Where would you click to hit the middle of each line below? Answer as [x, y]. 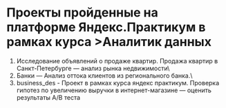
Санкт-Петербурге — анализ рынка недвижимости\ [93, 68]
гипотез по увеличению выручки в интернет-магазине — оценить [114, 90]
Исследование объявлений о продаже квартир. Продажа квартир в [117, 61]
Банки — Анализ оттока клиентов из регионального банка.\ [104, 75]
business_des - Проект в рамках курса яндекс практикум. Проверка [118, 83]
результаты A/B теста [48, 97]
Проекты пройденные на [82, 13]
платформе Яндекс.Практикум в [106, 27]
